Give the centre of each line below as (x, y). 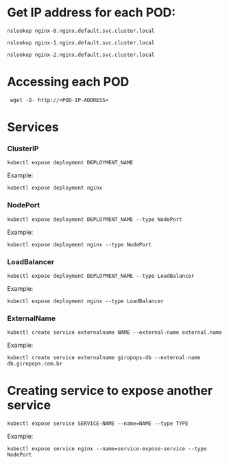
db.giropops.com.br (35, 364)
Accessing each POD (68, 82)
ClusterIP (23, 149)
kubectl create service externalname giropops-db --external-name (104, 358)
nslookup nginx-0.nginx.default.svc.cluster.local (81, 31)
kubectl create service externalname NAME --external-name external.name (115, 333)
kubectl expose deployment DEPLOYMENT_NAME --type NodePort (95, 219)
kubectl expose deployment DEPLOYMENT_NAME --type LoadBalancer (101, 276)
